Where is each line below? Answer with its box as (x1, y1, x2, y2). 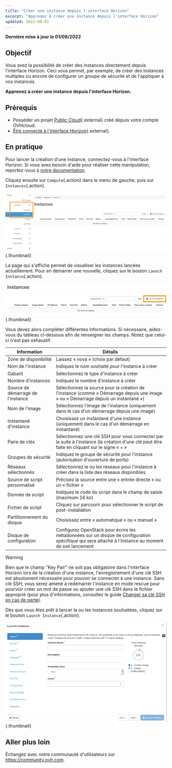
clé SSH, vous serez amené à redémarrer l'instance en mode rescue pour (5, 580, 160, 587)
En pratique (5, 142, 43, 151)
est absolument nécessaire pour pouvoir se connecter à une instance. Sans (5, 575, 165, 582)
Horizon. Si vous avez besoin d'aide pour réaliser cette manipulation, (5, 161, 150, 168)
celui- (154, 332, 167, 338)
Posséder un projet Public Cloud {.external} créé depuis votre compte (12, 117, 159, 123)
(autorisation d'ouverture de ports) (56, 456, 129, 463)
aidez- (148, 326, 163, 333)
